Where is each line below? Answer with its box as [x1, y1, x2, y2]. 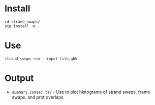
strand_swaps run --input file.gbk [4, 56, 78, 61]
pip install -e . [4, 23, 40, 29]
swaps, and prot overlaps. [11, 94, 65, 100]
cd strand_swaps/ [4, 19, 40, 24]
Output [4, 72, 34, 84]
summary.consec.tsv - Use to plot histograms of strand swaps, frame [11, 89, 151, 95]
